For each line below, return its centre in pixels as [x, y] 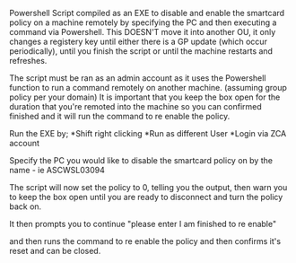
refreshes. [28, 61]
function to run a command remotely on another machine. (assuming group [148, 88]
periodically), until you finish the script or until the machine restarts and [141, 51]
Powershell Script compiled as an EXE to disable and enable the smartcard [147, 13]
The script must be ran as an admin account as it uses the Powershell [138, 78]
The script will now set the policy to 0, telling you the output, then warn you [148, 187]
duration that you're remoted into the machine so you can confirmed [135, 106]
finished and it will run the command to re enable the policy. [120, 116]
